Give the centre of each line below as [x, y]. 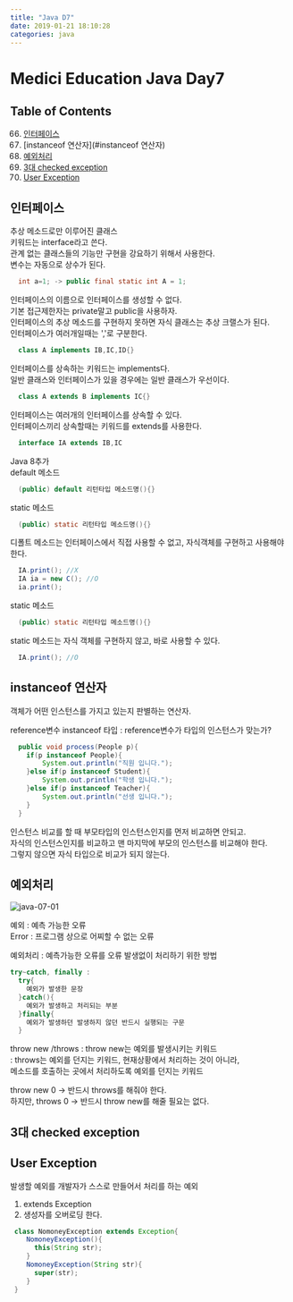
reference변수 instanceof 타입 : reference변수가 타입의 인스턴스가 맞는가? [141, 730]
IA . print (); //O [48, 657]
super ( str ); [56, 1272]
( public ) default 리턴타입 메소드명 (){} [87, 489]
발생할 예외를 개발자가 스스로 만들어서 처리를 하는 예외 [105, 1186]
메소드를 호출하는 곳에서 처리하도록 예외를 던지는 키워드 [107, 1071]
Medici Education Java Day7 [117, 78]
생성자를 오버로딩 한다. [63, 1214]
